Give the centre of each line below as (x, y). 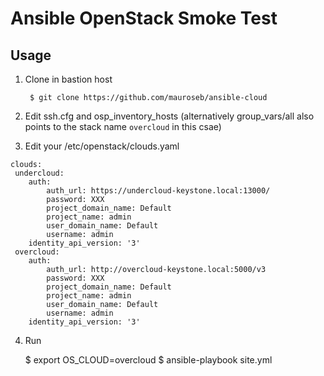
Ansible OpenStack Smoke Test (144, 18)
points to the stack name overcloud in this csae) (123, 126)
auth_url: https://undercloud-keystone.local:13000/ (158, 191)
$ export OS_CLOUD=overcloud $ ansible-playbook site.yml (148, 360)
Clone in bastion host (68, 79)
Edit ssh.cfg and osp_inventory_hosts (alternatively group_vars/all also (169, 116)
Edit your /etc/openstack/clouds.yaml (102, 146)
